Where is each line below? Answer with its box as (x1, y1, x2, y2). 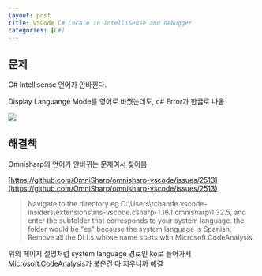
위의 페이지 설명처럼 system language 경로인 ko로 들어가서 (8, 249, 192, 258)
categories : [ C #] (8, 26, 65, 34)
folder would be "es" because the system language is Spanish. (27, 225, 232, 233)
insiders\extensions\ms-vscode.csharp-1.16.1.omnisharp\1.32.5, (27, 207, 233, 217)
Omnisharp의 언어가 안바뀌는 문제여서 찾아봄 (8, 160, 148, 168)
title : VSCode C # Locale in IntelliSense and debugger (8, 19, 193, 27)
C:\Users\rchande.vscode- (120, 199, 208, 208)
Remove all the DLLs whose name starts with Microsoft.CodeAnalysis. (27, 233, 255, 242)
